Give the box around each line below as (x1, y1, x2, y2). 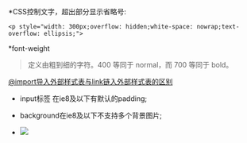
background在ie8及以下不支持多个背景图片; (19, 110, 163, 120)
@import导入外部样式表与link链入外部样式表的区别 (8, 77, 173, 86)
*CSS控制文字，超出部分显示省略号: (8, 7, 127, 16)
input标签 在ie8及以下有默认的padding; (19, 94, 148, 103)
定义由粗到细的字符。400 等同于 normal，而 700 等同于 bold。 (27, 60, 233, 69)
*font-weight (8, 44, 50, 53)
